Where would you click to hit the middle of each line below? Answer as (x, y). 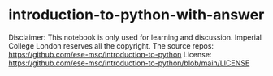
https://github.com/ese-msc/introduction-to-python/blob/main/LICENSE (129, 63)
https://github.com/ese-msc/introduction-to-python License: (110, 54)
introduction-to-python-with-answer (136, 15)
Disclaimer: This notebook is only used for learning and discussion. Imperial (135, 37)
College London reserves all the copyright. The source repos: (111, 45)
